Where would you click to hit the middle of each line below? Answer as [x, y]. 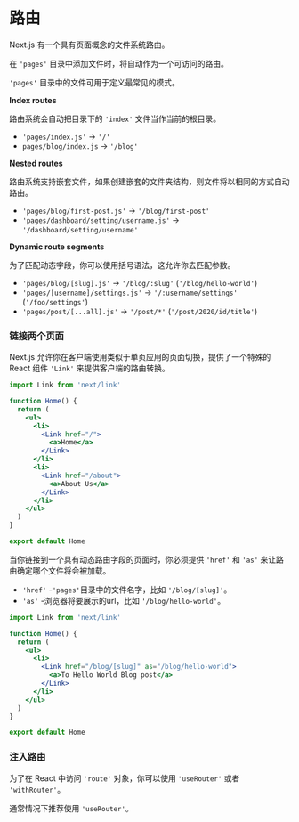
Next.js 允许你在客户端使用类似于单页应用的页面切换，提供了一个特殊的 [140, 357]
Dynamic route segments [57, 247]
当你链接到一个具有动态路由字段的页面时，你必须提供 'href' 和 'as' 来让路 [147, 559]
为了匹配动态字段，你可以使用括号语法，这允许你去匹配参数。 [122, 265]
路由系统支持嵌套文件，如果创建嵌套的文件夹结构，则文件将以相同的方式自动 [149, 181]
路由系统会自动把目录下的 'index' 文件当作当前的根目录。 [115, 118]
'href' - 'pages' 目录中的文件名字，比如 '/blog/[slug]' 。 [127, 590]
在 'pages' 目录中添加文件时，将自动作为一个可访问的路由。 [119, 63]
